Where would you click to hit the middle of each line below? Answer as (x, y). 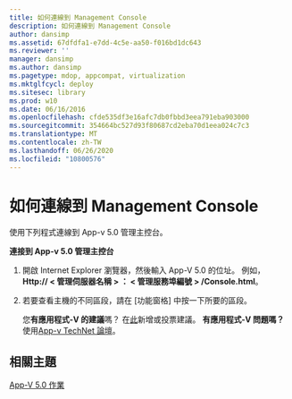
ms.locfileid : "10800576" (57, 159)
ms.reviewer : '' (39, 51)
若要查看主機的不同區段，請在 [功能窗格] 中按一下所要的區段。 (137, 301)
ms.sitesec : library (48, 92)
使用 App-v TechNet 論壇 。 (71, 331)
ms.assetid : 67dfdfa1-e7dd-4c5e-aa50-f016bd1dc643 (105, 42)
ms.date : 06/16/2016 (48, 109)
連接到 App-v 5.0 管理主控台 (62, 251)
